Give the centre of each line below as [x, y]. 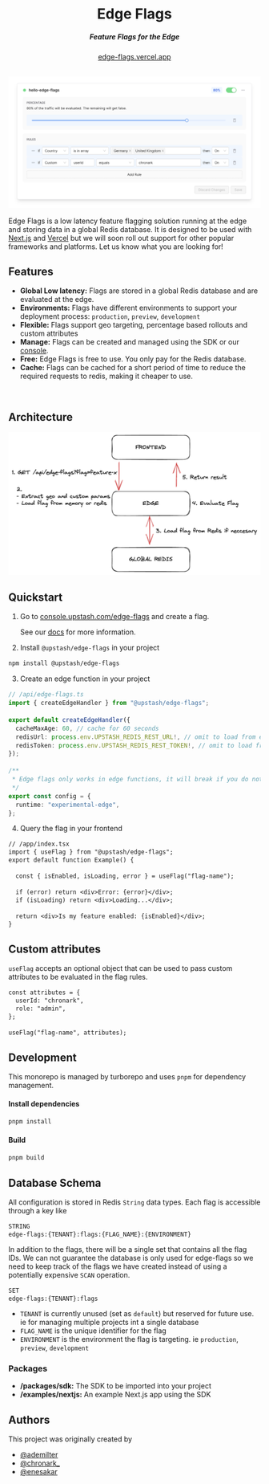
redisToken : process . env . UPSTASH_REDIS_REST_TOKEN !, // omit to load [134, 745]
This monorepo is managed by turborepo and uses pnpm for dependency [127, 1077]
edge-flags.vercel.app [134, 57]
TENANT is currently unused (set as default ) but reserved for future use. [137, 1314]
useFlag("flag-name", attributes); [68, 1033]
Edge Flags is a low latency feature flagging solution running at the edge [128, 221]
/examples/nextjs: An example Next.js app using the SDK [115, 1395]
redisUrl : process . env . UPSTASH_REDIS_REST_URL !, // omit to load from [136, 737]
